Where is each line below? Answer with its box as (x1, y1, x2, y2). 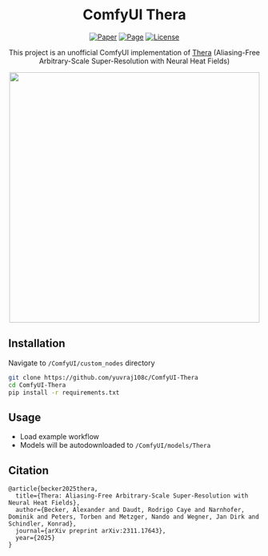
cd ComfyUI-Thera (8, 381, 66, 389)
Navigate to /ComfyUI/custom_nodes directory (8, 358, 155, 368)
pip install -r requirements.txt (8, 389, 120, 397)
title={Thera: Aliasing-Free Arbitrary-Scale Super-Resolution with (15, 492, 249, 500)
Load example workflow (19, 432, 100, 441)
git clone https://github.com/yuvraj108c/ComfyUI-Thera (8, 373, 198, 381)
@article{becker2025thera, (8, 485, 98, 493)
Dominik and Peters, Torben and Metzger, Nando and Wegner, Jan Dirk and (8, 513, 260, 521)
